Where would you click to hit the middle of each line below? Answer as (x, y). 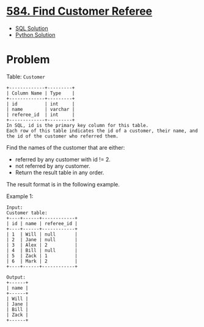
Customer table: (27, 213)
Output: (16, 277)
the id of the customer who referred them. (63, 136)
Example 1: (20, 196)
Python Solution (35, 34)
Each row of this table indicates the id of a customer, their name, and (102, 131)
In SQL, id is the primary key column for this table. (78, 125)
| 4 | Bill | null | (42, 250)
